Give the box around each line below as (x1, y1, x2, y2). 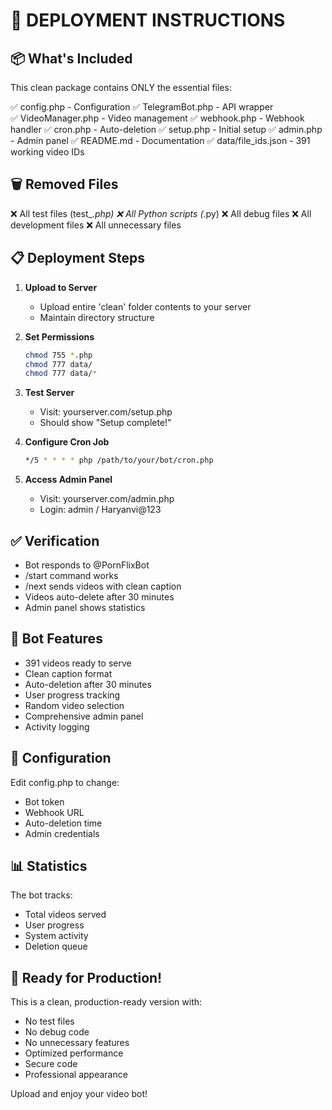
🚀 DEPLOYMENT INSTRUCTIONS (10, 9, 286, 32)
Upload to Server (24, 281, 98, 293)
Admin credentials (24, 827, 100, 839)
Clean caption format (24, 667, 113, 679)
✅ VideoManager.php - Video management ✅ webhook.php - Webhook (10, 112, 305, 124)
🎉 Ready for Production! (10, 969, 163, 986)
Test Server (24, 387, 75, 399)
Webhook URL (24, 806, 85, 818)
